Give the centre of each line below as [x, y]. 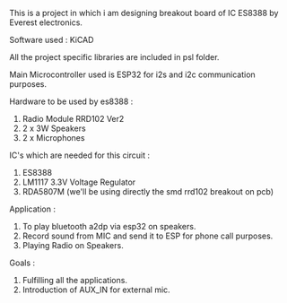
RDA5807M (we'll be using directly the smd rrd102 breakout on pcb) [148, 191]
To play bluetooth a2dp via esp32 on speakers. [109, 226]
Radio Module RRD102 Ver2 [73, 119]
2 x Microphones [53, 138]
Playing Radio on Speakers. [73, 245]
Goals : [22, 263]
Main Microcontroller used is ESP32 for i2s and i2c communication [132, 74]
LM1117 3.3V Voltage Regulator [79, 182]
